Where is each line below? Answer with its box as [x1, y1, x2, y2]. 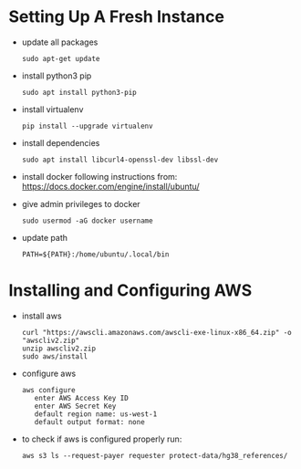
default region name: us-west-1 [34, 409, 158, 419]
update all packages [21, 36, 99, 47]
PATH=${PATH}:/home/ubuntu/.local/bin [21, 249, 170, 259]
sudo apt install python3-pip [21, 88, 138, 97]
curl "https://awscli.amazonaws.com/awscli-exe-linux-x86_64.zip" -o [21, 328, 293, 337]
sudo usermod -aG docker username [21, 216, 153, 225]
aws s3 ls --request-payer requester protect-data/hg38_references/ [21, 451, 288, 460]
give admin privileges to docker [21, 198, 140, 209]
